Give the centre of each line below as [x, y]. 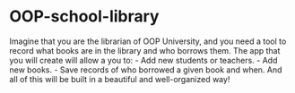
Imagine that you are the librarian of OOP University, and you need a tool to [148, 41]
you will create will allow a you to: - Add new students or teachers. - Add [143, 60]
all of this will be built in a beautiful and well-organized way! [120, 79]
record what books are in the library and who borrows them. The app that [145, 50]
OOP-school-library [84, 17]
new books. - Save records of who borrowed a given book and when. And [146, 70]
